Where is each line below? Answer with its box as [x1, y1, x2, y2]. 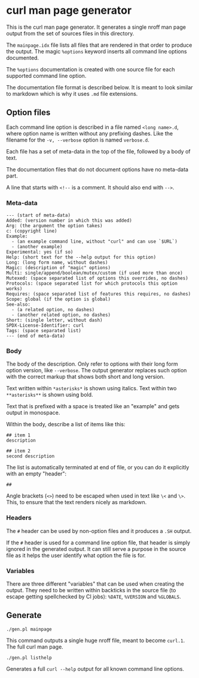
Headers [6, 514, 32, 522]
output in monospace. [6, 409, 60, 417]
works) [6, 286, 23, 292]
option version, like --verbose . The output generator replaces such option [6, 367, 187, 374]
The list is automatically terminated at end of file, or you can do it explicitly [6, 464, 189, 471]
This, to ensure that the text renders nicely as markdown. [6, 499, 147, 506]
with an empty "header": [6, 470, 67, 477]
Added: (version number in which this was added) [6, 218, 133, 224]
